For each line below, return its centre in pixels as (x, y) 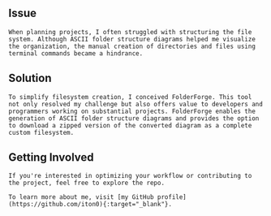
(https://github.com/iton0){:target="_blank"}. (90, 205)
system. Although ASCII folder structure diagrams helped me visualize (132, 39)
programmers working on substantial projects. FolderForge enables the (132, 111)
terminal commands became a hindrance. (76, 53)
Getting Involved (51, 158)
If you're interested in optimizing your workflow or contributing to (130, 176)
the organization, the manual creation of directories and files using (132, 46)
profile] (172, 197)
